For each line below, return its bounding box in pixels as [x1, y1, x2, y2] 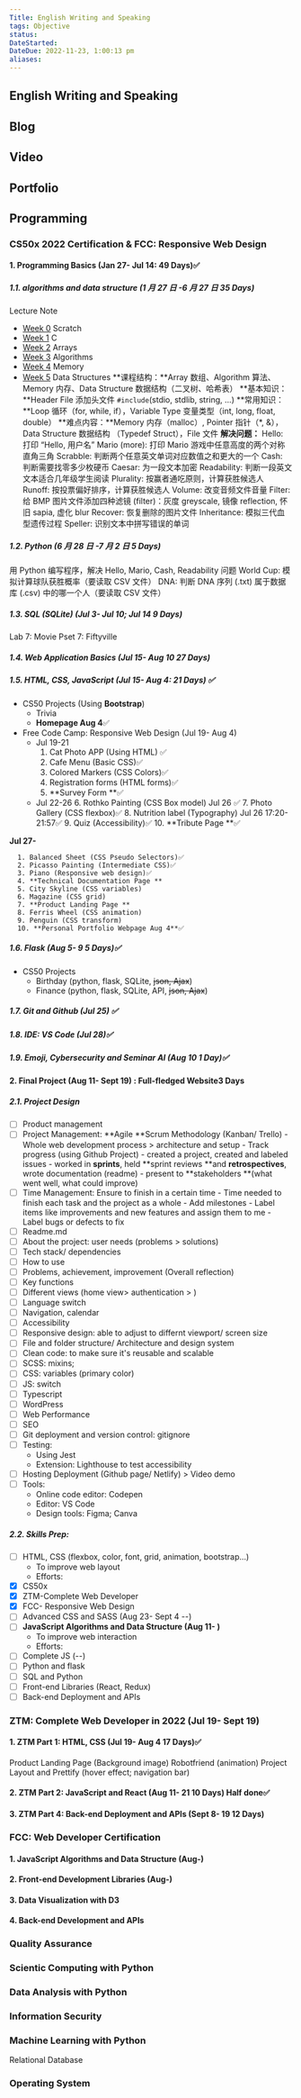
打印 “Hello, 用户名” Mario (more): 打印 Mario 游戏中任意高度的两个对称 [22, 439, 286, 450]
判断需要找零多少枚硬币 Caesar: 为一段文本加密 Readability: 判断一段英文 [22, 462, 293, 473]
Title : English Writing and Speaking [9, 13, 151, 23]
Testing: [22, 1439, 53, 1450]
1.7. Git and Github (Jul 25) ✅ [9, 1006, 119, 1017]
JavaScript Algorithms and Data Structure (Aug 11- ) [22, 1622, 220, 1632]
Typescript [22, 1388, 63, 1399]
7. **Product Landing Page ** [17, 900, 130, 909]
